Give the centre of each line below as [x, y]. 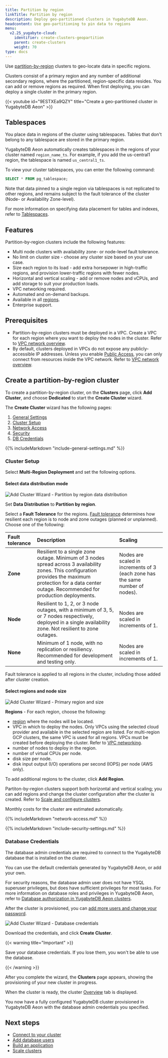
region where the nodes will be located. [53, 722]
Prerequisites [26, 321]
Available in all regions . [36, 299]
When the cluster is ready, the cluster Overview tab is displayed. [71, 992]
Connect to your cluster [37, 1035]
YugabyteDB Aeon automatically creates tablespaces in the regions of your [82, 149]
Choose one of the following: [35, 525]
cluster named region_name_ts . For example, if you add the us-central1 [78, 155]
